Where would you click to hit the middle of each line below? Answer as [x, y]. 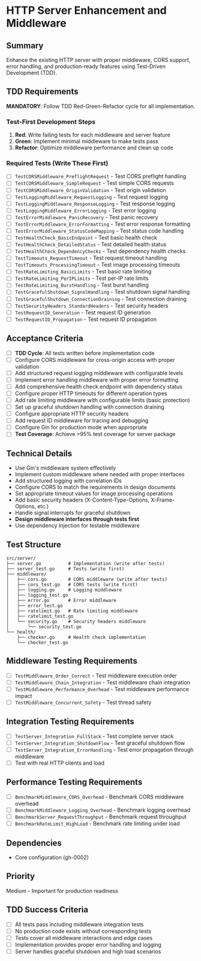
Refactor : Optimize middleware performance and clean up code [94, 148]
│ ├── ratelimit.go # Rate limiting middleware [72, 611]
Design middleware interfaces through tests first [77, 519]
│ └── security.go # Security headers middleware [76, 621]
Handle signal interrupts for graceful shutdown [73, 513]
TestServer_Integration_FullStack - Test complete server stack [94, 736]
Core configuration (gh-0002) [52, 857]
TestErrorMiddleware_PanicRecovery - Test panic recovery [86, 217]
